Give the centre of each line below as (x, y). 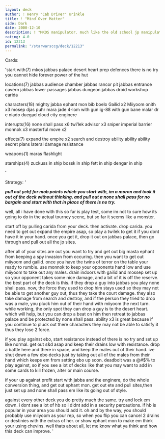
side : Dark (16, 23)
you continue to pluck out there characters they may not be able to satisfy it (82, 324)
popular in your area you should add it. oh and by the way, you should (76, 410)
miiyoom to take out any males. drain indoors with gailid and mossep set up (81, 272)
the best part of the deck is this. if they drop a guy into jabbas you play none (82, 283)
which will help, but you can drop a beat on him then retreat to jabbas (75, 314)
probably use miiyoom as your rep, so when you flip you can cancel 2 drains (82, 415)
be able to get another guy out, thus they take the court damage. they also (80, 293)
